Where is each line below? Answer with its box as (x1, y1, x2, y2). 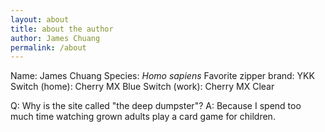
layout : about (10, 14, 70, 25)
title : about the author (10, 24, 114, 34)
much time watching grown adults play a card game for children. (10, 111, 276, 123)
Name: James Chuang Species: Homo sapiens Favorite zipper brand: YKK (10, 70, 315, 82)
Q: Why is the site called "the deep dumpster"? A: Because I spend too (10, 100, 302, 112)
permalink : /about (10, 42, 87, 53)
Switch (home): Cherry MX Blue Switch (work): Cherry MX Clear (10, 81, 275, 93)
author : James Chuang (10, 33, 101, 43)
